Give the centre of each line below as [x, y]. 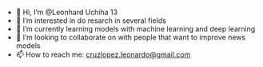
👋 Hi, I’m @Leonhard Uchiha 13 [67, 12]
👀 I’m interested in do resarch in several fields [91, 20]
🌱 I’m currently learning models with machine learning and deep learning [135, 29]
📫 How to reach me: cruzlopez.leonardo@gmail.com [103, 54]
